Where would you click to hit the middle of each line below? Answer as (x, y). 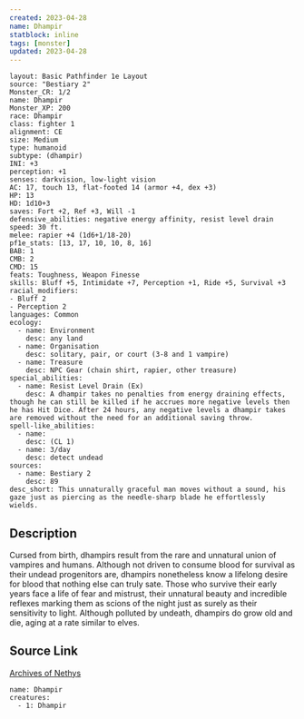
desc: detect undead (64, 458)
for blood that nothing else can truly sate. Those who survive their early (143, 584)
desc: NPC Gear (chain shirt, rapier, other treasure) (132, 370)
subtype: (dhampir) (46, 156)
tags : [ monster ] (40, 43)
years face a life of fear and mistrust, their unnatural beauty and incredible (148, 593)
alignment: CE (36, 133)
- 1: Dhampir (42, 705)
